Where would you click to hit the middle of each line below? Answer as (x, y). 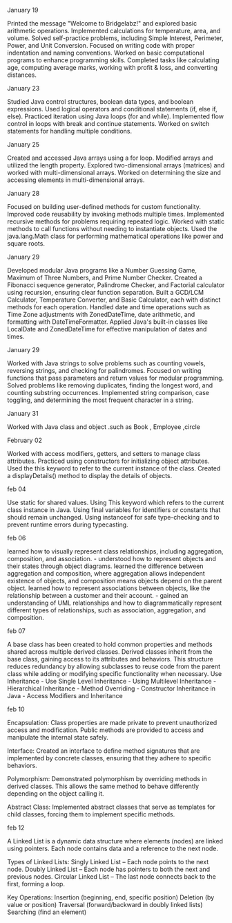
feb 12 (16, 828)
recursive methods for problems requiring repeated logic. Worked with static (116, 221)
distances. (22, 75)
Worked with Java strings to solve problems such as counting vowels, (106, 363)
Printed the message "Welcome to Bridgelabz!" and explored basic (102, 23)
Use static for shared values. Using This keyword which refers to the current (116, 502)
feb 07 (16, 631)
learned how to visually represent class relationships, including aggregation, (115, 551)
